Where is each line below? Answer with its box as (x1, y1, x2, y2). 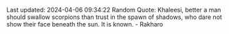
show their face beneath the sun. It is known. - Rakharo (6, 20, 164, 28)
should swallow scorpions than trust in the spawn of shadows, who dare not (6, 13, 223, 21)
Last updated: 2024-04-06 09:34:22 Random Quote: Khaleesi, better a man (6, 6, 221, 14)
